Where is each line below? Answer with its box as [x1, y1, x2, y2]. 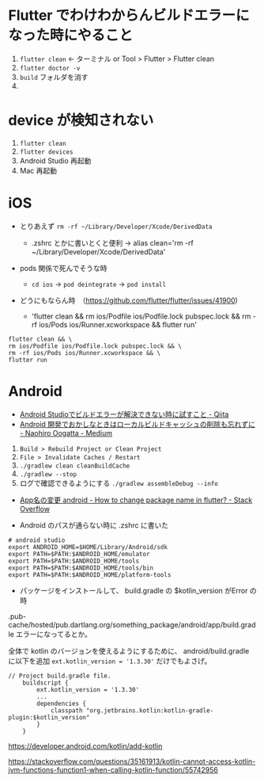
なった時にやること [8, 26, 134, 44]
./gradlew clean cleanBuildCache [19, 462, 130, 470]
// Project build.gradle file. [8, 672, 111, 680]
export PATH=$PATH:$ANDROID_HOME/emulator [8, 550, 150, 558]
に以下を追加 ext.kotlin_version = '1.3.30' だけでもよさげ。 [8, 656, 212, 666]
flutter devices [19, 147, 74, 156]
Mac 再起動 [19, 166, 58, 175]
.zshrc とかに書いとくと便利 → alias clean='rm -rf [31, 238, 194, 247]
